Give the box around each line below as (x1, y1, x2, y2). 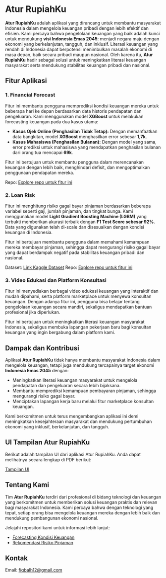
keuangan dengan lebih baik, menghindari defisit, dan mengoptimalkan (5, 164, 150, 170)
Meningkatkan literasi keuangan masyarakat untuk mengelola (12, 377, 138, 383)
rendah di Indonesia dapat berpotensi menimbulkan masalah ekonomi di (5, 46, 152, 52)
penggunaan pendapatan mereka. (5, 169, 74, 175)
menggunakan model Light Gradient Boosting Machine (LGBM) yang (5, 213, 147, 219)
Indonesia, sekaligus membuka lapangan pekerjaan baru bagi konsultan (5, 324, 152, 330)
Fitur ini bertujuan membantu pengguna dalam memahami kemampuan (5, 239, 150, 245)
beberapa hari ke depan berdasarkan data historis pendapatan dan (5, 108, 142, 114)
